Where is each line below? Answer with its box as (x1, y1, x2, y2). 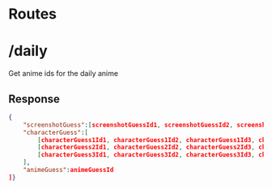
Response (8, 92, 61, 106)
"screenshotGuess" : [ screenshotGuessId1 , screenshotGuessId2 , (23, 120, 233, 129)
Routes (8, 5, 57, 23)
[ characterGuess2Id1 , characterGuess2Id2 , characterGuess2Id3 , (37, 143, 255, 152)
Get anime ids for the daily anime (8, 69, 119, 78)
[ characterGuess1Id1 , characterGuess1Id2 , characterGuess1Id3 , (37, 136, 255, 144)
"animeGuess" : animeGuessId (23, 166, 114, 174)
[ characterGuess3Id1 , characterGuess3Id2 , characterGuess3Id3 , (37, 151, 255, 159)
